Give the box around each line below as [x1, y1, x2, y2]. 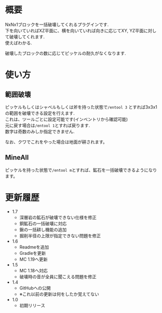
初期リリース [19, 302, 45, 308]
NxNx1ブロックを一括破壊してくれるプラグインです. [5, 22, 109, 27]
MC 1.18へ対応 [19, 268, 48, 273]
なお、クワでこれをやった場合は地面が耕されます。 [5, 139, 107, 145]
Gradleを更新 [19, 250, 46, 256]
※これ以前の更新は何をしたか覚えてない [19, 291, 99, 297]
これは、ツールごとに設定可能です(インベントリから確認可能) [5, 116, 128, 122]
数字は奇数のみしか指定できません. [5, 128, 75, 134]
